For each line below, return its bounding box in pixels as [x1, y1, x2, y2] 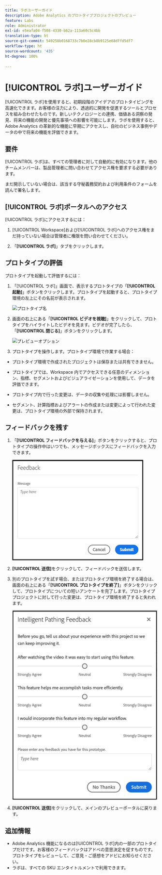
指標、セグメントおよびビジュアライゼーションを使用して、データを [20, 375, 156, 381]
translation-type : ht [5, 33, 49, 38]
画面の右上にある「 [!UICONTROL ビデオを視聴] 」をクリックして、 [12, 315, 145, 321]
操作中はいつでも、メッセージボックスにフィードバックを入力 [33, 443, 156, 449]
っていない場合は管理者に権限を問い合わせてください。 [20, 233, 131, 239]
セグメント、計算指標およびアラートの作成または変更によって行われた [12, 402, 151, 408]
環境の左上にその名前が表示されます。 [12, 295, 88, 301]
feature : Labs [5, 18, 34, 23]
